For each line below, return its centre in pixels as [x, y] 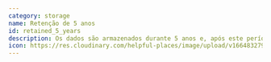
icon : [17, 46]
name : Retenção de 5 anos [52, 23]
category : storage [39, 16]
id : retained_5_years [45, 31]
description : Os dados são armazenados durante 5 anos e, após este [126, 38]
